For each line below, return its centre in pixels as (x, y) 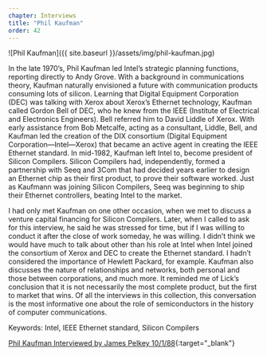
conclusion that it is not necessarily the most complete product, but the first (133, 287)
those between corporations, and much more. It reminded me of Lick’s (124, 279)
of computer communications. (58, 312)
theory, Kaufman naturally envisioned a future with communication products (133, 85)
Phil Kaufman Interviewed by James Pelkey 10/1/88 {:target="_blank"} (122, 343)
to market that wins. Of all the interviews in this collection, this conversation (132, 295)
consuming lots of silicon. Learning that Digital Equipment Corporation (124, 94)
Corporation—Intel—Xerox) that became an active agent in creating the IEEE (133, 145)
